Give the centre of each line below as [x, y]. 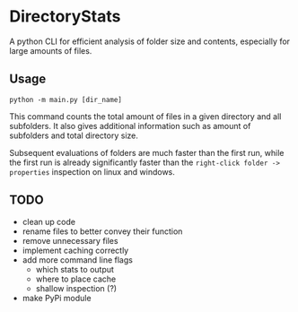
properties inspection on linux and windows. [92, 171]
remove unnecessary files [70, 240]
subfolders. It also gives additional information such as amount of [130, 126]
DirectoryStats [65, 17]
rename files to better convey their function [102, 231]
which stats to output [75, 269]
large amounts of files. [51, 50]
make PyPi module [57, 298]
